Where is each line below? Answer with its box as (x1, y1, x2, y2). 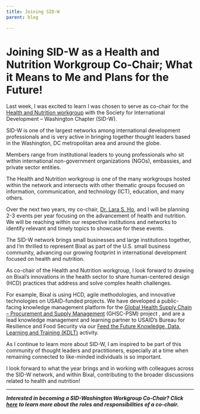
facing (6, 304, 22, 311)
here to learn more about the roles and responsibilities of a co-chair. (6, 401, 179, 408)
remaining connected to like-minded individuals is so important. (6, 353, 162, 360)
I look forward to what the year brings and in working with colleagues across (6, 365, 194, 372)
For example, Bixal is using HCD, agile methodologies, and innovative (6, 291, 176, 298)
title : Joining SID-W (6, 8, 60, 15)
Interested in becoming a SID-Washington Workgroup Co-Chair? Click (6, 394, 183, 402)
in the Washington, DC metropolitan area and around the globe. (6, 139, 161, 147)
